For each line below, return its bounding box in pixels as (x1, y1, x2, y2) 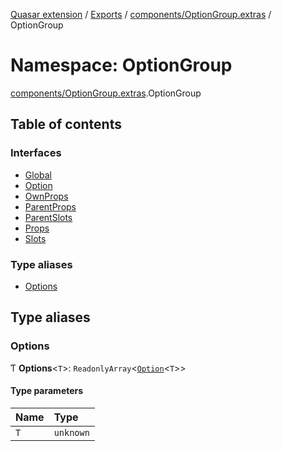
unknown (53, 427, 90, 438)
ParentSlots (24, 211, 73, 223)
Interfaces (10, 146, 62, 160)
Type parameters (10, 385, 84, 397)
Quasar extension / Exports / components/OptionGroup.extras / (10, 9, 272, 20)
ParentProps (24, 200, 77, 213)
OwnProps (24, 190, 69, 202)
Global (24, 169, 52, 181)
